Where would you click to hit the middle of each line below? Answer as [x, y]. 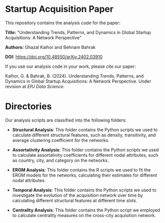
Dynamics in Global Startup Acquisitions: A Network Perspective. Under [78, 81]
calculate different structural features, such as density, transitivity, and [84, 135]
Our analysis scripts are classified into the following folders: [66, 120]
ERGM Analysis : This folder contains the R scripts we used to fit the [82, 170]
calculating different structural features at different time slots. [75, 200]
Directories [28, 107]
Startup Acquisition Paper [59, 9]
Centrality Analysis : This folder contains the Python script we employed [86, 210]
